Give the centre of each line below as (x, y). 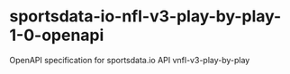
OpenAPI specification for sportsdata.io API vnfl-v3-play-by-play (130, 60)
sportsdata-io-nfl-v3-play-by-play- (145, 16)
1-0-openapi (57, 35)
